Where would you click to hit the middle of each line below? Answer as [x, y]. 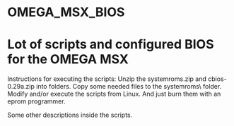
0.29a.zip [21, 87]
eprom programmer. [36, 101]
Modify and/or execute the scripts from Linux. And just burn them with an [114, 94]
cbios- [217, 79]
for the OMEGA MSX [68, 59]
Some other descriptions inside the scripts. [70, 115]
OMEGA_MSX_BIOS [66, 12]
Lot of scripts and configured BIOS [111, 45]
